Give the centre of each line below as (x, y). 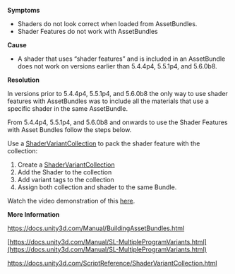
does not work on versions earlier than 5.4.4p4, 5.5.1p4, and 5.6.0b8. (117, 66)
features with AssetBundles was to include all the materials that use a (108, 101)
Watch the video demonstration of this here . (71, 201)
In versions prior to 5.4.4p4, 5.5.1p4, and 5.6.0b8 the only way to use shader (117, 94)
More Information (34, 214)
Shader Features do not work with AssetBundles (88, 31)
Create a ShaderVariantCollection (66, 165)
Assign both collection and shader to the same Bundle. (97, 187)
